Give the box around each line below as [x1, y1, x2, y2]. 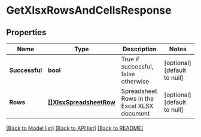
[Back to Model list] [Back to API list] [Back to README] [6, 124, 144, 132]
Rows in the [121, 95, 154, 102]
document [121, 110, 150, 117]
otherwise [121, 77, 150, 85]
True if [121, 55, 139, 63]
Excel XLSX [121, 102, 154, 110]
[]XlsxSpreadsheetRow [47, 98, 115, 106]
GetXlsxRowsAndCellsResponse [6, 4, 172, 17]
